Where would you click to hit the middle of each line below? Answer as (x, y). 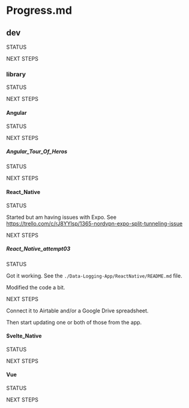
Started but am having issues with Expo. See (61, 217)
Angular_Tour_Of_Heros (37, 151)
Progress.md (39, 11)
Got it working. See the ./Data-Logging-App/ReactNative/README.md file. (94, 276)
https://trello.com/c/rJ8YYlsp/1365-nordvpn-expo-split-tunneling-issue (94, 224)
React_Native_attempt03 (38, 249)
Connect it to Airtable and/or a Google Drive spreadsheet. (77, 311)
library (16, 74)
